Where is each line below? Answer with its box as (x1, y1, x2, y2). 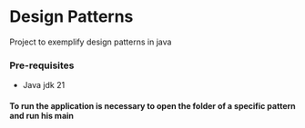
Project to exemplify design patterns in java (9, 36, 172, 47)
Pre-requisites (9, 59, 75, 72)
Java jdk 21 (22, 80, 66, 91)
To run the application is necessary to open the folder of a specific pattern (9, 100, 296, 111)
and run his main (9, 110, 75, 121)
